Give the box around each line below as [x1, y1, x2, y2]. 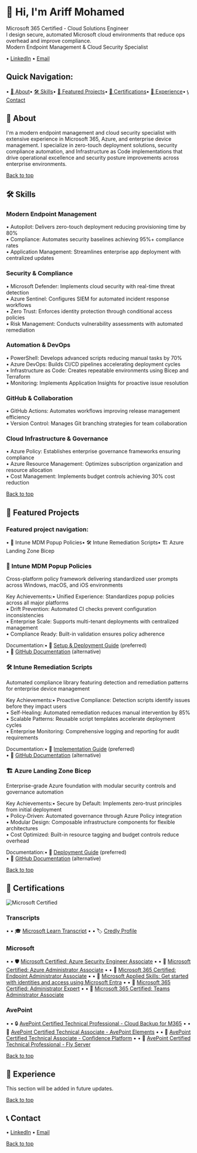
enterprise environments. [6, 160, 67, 167]
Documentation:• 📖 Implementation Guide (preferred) [6, 745, 135, 752]
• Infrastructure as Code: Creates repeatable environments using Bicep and [6, 367, 189, 374]
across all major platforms [6, 599, 69, 606]
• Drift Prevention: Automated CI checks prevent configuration [6, 606, 157, 613]
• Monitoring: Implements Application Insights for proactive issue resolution [6, 379, 189, 386]
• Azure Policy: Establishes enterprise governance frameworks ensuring [6, 448, 181, 455]
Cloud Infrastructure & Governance [6, 435, 108, 443]
